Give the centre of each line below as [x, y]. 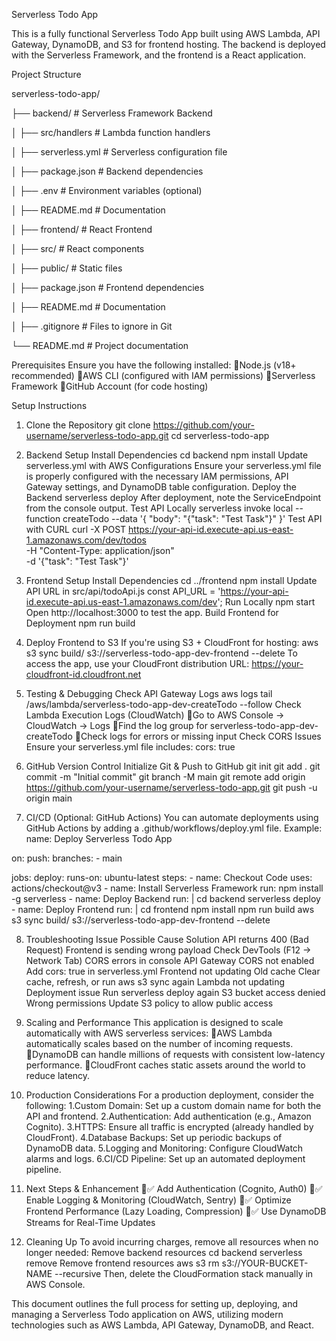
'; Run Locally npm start [266, 602]
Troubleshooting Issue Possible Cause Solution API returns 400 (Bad [167, 939]
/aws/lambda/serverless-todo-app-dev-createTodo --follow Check [163, 704]
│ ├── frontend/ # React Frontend [82, 229]
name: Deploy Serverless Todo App [99, 838]
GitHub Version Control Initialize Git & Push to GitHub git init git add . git [173, 766]
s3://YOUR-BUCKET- [265, 1263]
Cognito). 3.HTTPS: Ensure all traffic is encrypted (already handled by [169, 1127]
